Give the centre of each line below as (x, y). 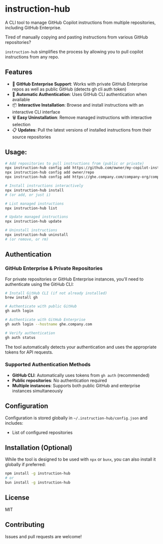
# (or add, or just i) (28, 195)
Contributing (25, 525)
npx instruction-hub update (33, 222)
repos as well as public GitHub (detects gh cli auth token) (69, 89)
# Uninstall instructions (31, 230)
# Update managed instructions (37, 217)
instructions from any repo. (32, 56)
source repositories (32, 137)
